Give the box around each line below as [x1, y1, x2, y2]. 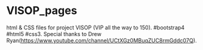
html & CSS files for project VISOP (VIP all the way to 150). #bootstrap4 [6, 24, 185, 31]
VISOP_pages [6, 4, 77, 18]
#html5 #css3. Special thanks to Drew [6, 30, 102, 37]
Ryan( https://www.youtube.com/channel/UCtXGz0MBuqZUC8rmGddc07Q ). [6, 37, 197, 44]
